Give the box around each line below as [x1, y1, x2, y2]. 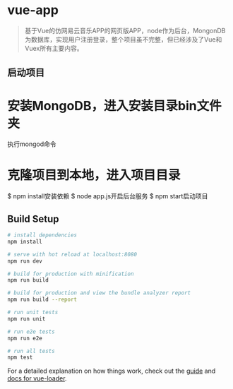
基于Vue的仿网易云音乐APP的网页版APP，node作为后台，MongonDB [24, 26, 226, 35]
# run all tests [7, 347, 55, 354]
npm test [7, 354, 33, 361]
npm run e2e [7, 335, 42, 342]
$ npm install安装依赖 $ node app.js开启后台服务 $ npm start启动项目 [7, 192, 208, 201]
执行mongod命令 [7, 140, 56, 148]
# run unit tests [7, 309, 59, 316]
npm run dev [7, 257, 42, 265]
